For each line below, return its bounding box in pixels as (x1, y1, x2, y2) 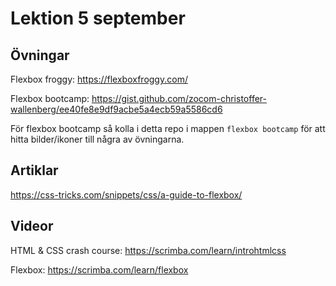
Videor (10, 218, 54, 235)
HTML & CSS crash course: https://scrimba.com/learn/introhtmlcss (10, 244, 287, 256)
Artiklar (10, 162, 59, 179)
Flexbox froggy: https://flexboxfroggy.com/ (10, 73, 188, 85)
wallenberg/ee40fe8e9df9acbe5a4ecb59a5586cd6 (10, 103, 223, 115)
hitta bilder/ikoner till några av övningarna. (10, 133, 185, 145)
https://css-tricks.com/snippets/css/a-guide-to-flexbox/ (10, 188, 243, 201)
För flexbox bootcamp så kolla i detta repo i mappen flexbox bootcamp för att (10, 123, 326, 134)
